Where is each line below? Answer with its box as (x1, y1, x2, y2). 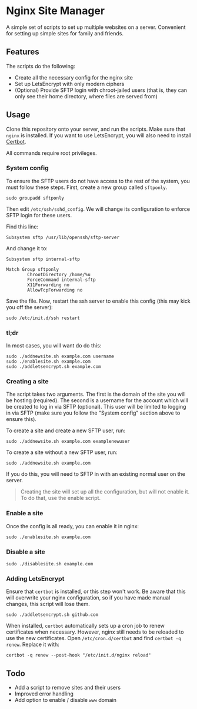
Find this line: (6, 223, 39, 230)
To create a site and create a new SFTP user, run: (6, 427, 126, 434)
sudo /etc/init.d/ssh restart (6, 315, 81, 321)
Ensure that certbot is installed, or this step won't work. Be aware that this (6, 588, 186, 595)
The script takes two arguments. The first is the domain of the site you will (6, 390, 186, 398)
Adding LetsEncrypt (6, 574, 65, 582)
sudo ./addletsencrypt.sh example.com (6, 364, 101, 370)
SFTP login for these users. (6, 211, 72, 218)
